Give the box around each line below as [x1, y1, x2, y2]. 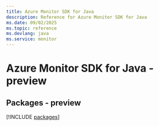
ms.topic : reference [6, 25, 58, 31]
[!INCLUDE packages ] [6, 114, 60, 120]
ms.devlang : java [6, 31, 49, 37]
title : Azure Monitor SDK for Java [6, 8, 94, 15]
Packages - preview [6, 98, 81, 108]
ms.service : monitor [6, 36, 58, 42]
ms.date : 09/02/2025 [6, 20, 58, 25]
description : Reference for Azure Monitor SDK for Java [6, 14, 147, 20]
